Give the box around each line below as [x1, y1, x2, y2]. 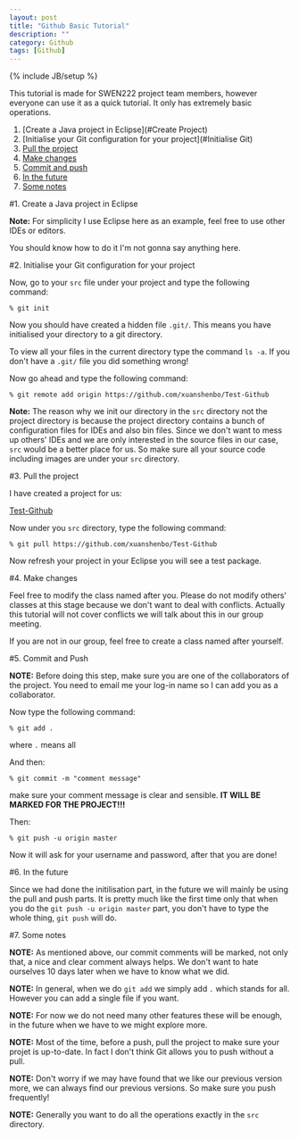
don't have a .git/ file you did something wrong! [9, 356, 189, 367]
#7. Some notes [9, 930, 67, 941]
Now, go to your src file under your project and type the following [9, 278, 250, 288]
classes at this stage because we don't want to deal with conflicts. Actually [9, 600, 286, 611]
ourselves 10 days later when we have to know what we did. [9, 966, 230, 977]
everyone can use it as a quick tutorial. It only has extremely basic [9, 97, 253, 108]
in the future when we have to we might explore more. [9, 1019, 208, 1031]
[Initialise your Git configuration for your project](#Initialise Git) [21, 134, 253, 145]
